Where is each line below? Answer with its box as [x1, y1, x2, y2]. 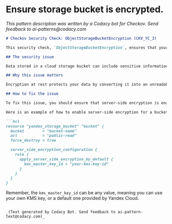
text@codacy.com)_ [6, 214, 45, 219]
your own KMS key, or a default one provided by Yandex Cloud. [6, 195, 139, 201]
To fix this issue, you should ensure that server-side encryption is [6, 101, 159, 106]
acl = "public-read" [10, 133, 77, 139]
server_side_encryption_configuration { [10, 147, 97, 152]
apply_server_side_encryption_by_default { [19, 156, 114, 162]
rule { [15, 152, 29, 157]
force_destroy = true [10, 138, 57, 143]
